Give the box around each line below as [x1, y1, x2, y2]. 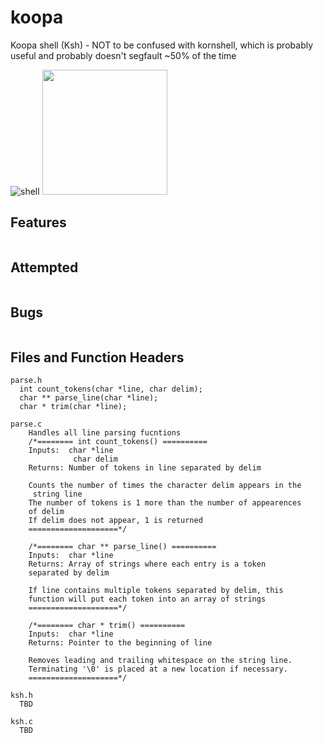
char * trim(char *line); [19, 402, 128, 412]
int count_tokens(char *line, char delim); [19, 384, 203, 395]
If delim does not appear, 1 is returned [28, 516, 203, 526]
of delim [28, 507, 65, 517]
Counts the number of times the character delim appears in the [28, 481, 302, 491]
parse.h [10, 376, 43, 386]
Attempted [10, 259, 79, 276]
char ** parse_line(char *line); [19, 393, 159, 403]
